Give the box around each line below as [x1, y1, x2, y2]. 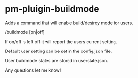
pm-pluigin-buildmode [5, 3, 99, 15]
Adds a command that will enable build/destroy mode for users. [5, 20, 133, 26]
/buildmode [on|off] [5, 29, 45, 35]
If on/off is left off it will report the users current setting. [5, 38, 117, 45]
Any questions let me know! [5, 67, 61, 73]
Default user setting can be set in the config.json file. [5, 48, 112, 54]
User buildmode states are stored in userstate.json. [5, 57, 109, 63]
